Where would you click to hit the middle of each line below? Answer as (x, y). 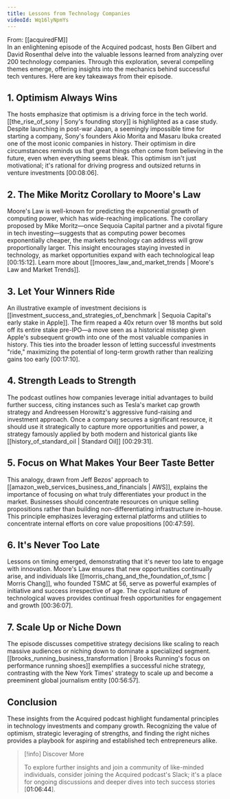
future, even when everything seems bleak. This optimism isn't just (102, 158)
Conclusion (32, 702)
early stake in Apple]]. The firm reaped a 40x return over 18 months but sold (115, 322)
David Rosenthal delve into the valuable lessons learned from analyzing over (115, 54)
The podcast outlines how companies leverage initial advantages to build (110, 397)
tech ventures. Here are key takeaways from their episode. (90, 76)
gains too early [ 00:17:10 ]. (44, 359)
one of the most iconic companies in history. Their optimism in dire (101, 144)
